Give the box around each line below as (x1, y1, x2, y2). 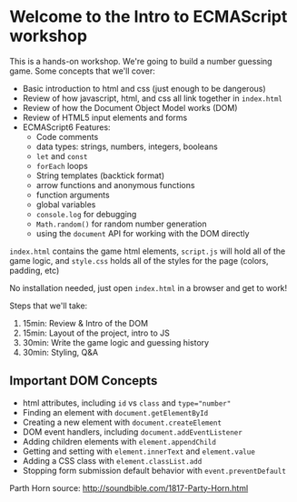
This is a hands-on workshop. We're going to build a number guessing (9, 55, 272, 66)
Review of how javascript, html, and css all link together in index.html (22, 93, 283, 104)
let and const (35, 150, 88, 161)
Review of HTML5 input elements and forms (22, 112, 188, 123)
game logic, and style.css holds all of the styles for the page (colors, (9, 255, 270, 266)
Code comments (35, 131, 99, 142)
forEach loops (35, 160, 88, 171)
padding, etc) (9, 265, 60, 276)
